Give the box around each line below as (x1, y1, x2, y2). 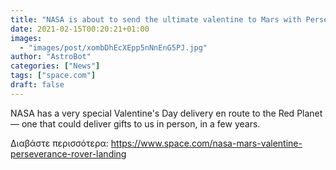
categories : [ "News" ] (10, 61, 101, 71)
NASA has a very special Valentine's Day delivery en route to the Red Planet (10, 107, 323, 119)
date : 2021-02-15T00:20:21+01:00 (10, 24, 150, 34)
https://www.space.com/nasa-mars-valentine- (110, 137, 303, 149)
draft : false (10, 80, 65, 90)
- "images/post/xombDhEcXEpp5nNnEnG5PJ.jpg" (19, 42, 208, 53)
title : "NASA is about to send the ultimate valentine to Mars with (10, 14, 302, 25)
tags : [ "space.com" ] (10, 71, 97, 81)
